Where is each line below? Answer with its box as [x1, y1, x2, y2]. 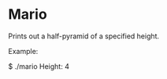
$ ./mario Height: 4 [8, 61, 69, 71]
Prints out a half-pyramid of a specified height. [8, 31, 160, 41]
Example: [8, 46, 39, 56]
